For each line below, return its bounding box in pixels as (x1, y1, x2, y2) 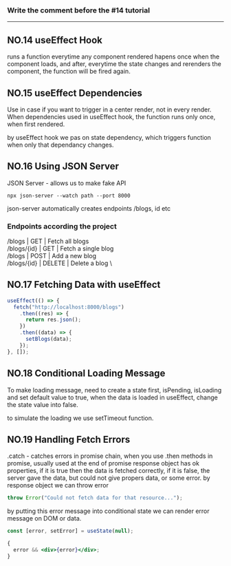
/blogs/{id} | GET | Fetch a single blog (7, 244, 114, 253)
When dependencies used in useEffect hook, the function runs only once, (7, 112, 216, 120)
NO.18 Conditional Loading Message (7, 368, 166, 379)
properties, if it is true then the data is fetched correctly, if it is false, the (7, 467, 210, 475)
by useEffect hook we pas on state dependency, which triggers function (7, 133, 212, 141)
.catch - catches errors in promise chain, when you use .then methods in (7, 452, 213, 460)
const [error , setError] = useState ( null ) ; (7, 527, 134, 535)
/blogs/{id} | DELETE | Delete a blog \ (7, 259, 112, 267)
